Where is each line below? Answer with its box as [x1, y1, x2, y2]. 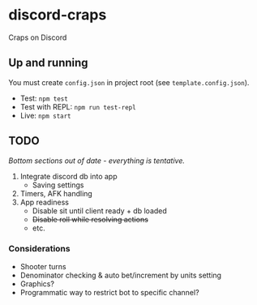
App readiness [19, 197, 69, 207]
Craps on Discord [8, 32, 67, 42]
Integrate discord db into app [19, 171, 118, 181]
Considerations [8, 243, 71, 255]
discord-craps [8, 6, 107, 24]
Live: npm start [19, 110, 71, 120]
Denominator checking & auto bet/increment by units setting [19, 270, 221, 280]
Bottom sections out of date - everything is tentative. [8, 156, 185, 165]
